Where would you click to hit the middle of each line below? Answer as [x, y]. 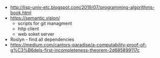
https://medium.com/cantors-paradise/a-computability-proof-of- [78, 45]
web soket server [36, 34]
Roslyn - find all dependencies [42, 39]
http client [28, 29]
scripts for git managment [45, 23]
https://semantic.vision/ [35, 18]
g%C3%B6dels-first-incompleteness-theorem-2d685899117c [75, 50]
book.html [21, 13]
